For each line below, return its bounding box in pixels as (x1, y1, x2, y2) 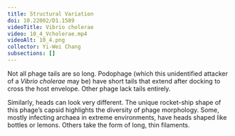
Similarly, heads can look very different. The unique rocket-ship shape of (7, 98, 221, 106)
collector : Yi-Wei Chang (7, 43, 81, 50)
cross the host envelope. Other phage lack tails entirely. (7, 84, 171, 93)
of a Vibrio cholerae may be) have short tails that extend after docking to (7, 76, 221, 85)
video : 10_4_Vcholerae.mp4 (7, 30, 88, 38)
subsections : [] (7, 50, 56, 57)
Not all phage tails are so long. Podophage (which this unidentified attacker (7, 69, 228, 78)
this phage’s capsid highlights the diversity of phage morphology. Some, (7, 106, 219, 114)
